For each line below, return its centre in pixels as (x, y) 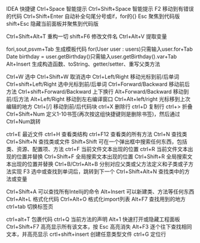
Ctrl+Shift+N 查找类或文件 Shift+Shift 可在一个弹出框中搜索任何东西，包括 (97, 142)
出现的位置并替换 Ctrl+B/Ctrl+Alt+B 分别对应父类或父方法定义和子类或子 (100, 164)
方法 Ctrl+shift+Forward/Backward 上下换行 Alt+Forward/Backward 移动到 (98, 92)
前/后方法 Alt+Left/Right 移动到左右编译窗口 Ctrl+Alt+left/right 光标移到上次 (99, 99)
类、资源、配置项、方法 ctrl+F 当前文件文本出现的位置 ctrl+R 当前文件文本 (97, 149)
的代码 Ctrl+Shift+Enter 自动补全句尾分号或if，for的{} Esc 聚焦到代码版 (93, 16)
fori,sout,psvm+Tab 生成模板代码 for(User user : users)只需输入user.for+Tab (99, 49)
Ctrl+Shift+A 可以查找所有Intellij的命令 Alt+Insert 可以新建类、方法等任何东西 (100, 192)
